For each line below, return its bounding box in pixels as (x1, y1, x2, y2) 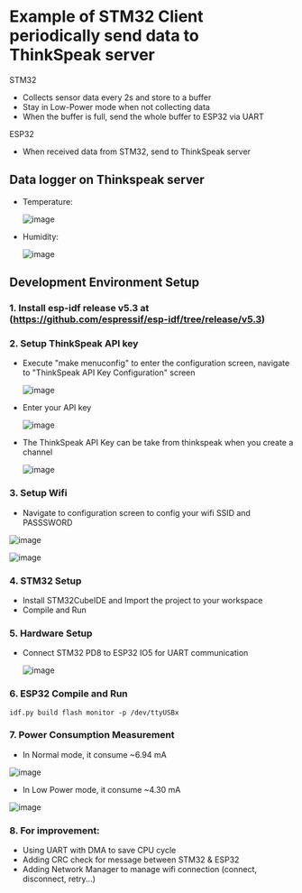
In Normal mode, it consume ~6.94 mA (22, 749, 167, 760)
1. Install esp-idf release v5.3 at (9, 302, 150, 315)
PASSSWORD (22, 517, 73, 528)
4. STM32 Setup (9, 575, 82, 587)
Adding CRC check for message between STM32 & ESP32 (22, 854, 240, 865)
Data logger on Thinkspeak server (9, 172, 205, 188)
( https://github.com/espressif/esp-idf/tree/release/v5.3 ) (9, 313, 266, 326)
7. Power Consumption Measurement (9, 729, 175, 741)
